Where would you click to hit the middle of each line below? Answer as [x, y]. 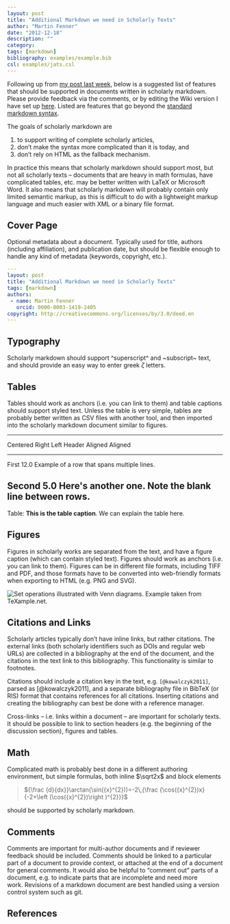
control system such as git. [45, 892]
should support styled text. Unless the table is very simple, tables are [104, 410]
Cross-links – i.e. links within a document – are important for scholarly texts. [114, 716]
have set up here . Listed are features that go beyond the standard [100, 106]
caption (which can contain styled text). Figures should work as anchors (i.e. [115, 559]
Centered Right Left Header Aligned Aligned [69, 445]
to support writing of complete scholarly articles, [86, 139]
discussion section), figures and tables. [63, 731]
